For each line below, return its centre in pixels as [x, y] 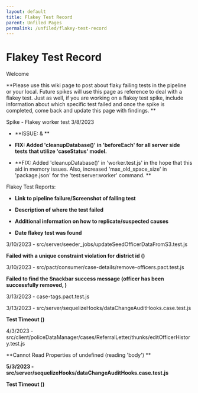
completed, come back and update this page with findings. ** [81, 111]
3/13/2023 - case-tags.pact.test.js [48, 296]
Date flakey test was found [48, 233]
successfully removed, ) [36, 285]
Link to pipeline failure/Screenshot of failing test [75, 199]
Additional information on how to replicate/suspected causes [92, 221]
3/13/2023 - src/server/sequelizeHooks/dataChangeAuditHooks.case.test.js [99, 308]
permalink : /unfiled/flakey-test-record [57, 28]
